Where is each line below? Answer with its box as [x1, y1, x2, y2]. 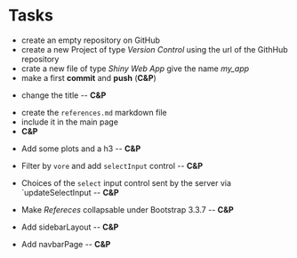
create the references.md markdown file [20, 107, 168, 117]
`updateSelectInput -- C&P [20, 187, 119, 198]
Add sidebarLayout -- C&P [20, 222, 119, 232]
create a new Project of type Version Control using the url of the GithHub [20, 44, 288, 54]
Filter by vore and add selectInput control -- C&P [20, 160, 204, 171]
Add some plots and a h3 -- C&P [20, 143, 141, 154]
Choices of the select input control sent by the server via [20, 177, 232, 188]
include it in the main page [20, 117, 119, 127]
